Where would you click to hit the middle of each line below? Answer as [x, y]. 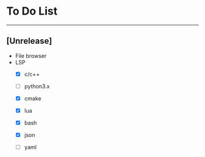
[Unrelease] [29, 41]
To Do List [32, 11]
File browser [31, 55]
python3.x [37, 86]
